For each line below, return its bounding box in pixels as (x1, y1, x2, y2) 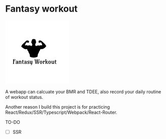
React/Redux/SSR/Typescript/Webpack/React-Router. (5, 109, 117, 115)
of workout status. (5, 94, 44, 100)
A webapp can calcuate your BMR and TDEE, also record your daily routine (5, 88, 161, 94)
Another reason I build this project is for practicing (5, 103, 110, 110)
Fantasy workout (5, 3, 78, 15)
